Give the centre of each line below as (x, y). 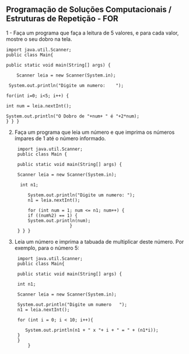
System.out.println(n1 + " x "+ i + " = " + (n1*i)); (92, 330)
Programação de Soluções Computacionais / (89, 10)
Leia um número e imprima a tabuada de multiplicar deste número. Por (99, 241)
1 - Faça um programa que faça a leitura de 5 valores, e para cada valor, (92, 33)
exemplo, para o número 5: (47, 248)
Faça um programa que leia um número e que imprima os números (94, 132)
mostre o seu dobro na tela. (39, 39)
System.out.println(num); (59, 221)
